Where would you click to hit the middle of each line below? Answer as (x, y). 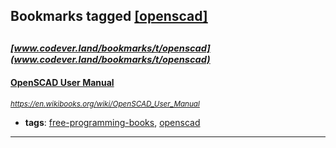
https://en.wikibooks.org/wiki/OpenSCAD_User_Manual (105, 104)
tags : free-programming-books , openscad (112, 122)
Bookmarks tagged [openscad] (109, 16)
